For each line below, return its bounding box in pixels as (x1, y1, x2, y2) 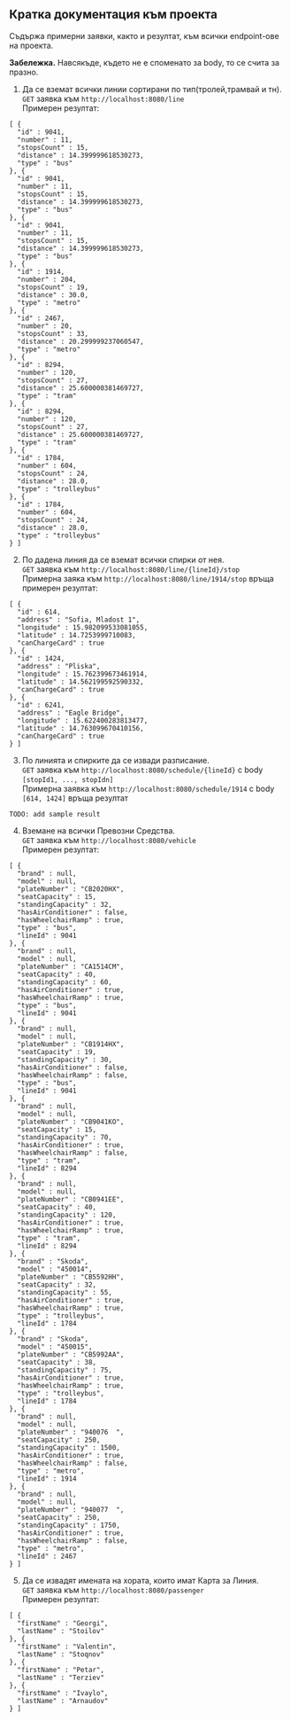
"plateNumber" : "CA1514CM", (17, 962, 125, 971)
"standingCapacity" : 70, (17, 1132, 113, 1142)
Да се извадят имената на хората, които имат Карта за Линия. (21, 1575, 259, 1585)
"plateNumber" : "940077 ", (17, 1505, 125, 1514)
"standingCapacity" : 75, (17, 1365, 113, 1374)
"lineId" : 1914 (17, 1474, 77, 1483)
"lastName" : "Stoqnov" (17, 1649, 104, 1659)
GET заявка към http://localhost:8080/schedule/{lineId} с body (21, 764, 263, 775)
